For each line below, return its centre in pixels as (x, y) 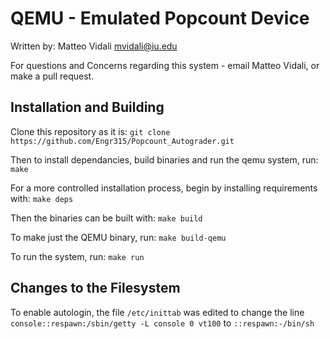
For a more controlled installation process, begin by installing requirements (164, 188)
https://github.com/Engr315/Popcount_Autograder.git (122, 141)
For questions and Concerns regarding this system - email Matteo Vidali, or (165, 65)
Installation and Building (87, 107)
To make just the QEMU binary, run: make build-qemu (118, 237)
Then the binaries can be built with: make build (106, 218)
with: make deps (42, 198)
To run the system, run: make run (77, 256)
